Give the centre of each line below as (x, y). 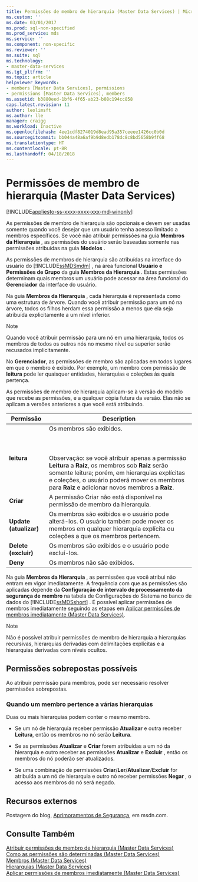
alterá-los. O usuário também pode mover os (111, 522)
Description (119, 419)
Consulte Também (41, 834)
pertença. (18, 380)
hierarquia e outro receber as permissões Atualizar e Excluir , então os (101, 752)
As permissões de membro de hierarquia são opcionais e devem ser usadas (98, 223)
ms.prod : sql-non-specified (41, 28)
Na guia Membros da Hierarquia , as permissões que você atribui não (91, 577)
